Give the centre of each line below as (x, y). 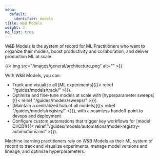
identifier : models (34, 19)
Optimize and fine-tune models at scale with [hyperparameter (74, 95)
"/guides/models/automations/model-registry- (93, 126)
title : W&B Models (24, 23)
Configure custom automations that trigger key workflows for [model (81, 121)
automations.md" (30, 131)
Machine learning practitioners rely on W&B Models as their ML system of (79, 141)
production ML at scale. (29, 56)
